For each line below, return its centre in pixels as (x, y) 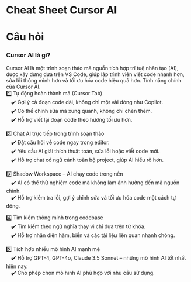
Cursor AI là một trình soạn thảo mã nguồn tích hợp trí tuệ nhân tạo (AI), (92, 68)
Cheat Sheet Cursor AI (62, 10)
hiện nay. (17, 266)
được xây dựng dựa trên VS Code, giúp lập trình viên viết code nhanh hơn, (95, 74)
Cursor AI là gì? (28, 55)
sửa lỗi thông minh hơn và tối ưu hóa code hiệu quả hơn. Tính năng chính (94, 80)
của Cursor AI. (23, 87)
